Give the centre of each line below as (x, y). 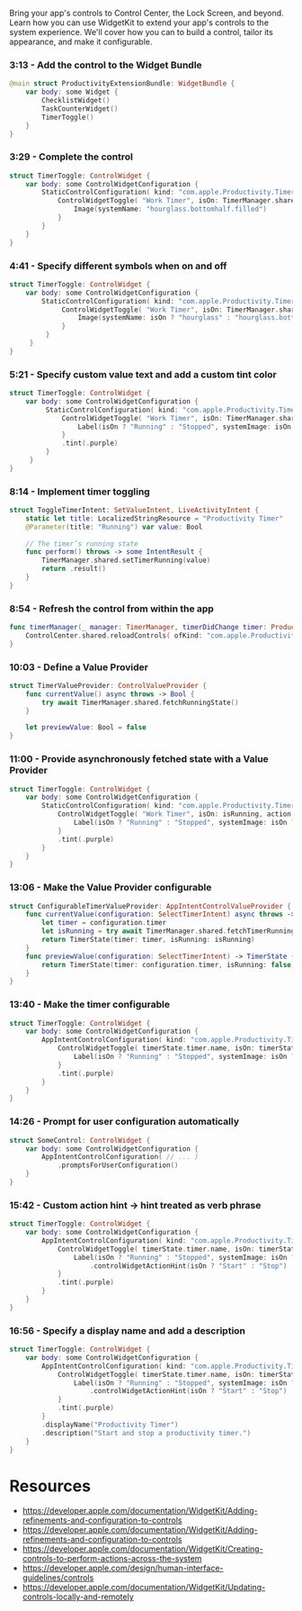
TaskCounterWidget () (80, 109)
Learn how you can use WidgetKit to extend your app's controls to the (139, 23)
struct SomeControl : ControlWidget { (80, 1140)
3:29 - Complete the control (71, 157)
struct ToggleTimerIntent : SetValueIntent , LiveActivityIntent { (134, 511)
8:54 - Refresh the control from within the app (111, 609)
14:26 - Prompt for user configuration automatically (124, 1122)
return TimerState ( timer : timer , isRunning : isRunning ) (148, 940)
